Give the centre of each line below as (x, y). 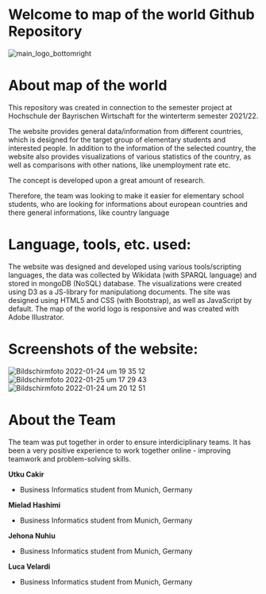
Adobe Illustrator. (37, 317)
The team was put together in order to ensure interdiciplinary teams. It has (130, 442)
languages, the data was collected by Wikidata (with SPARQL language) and (132, 274)
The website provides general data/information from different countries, (126, 131)
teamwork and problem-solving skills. (70, 458)
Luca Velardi (29, 566)
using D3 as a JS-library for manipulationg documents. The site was (120, 292)
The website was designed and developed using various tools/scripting (125, 266)
